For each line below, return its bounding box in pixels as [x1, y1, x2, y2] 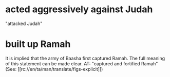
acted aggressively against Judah [5, 4, 153, 15]
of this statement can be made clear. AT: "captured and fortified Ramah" [5, 60, 158, 67]
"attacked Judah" [5, 20, 43, 27]
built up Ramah [5, 38, 71, 50]
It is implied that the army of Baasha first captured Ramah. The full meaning [5, 55, 165, 61]
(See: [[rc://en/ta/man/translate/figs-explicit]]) [5, 66, 103, 72]
